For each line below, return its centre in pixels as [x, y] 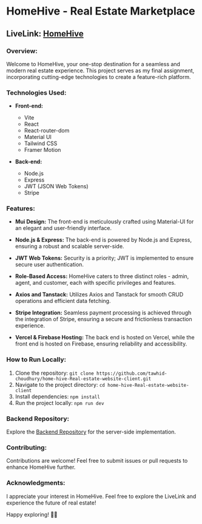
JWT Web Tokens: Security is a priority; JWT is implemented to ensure [104, 258]
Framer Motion [42, 150]
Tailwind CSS [41, 143]
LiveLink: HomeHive [45, 34]
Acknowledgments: [36, 483]
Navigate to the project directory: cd [60, 384]
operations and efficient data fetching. [63, 301]
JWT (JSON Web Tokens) [56, 186]
